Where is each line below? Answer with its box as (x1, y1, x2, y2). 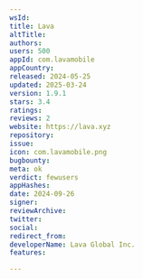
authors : (9, 38, 43, 48)
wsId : (9, 13, 30, 23)
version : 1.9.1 (9, 88, 67, 98)
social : (9, 223, 39, 232)
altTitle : (9, 30, 47, 39)
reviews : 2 (9, 114, 51, 123)
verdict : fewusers (9, 172, 79, 181)
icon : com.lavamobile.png (9, 147, 107, 156)
